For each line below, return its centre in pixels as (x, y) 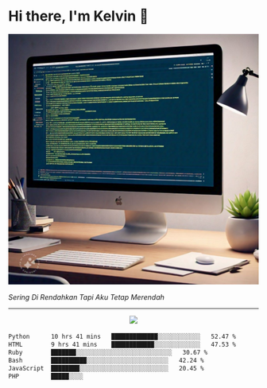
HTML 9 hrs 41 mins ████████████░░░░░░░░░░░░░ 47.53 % (122, 344)
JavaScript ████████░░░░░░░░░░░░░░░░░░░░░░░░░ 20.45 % (106, 368)
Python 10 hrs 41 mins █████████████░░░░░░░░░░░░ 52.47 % (122, 336)
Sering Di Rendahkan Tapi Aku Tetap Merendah (87, 297)
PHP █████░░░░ (46, 376)
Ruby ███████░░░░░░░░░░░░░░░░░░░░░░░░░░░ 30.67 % (108, 352)
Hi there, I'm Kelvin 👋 (79, 16)
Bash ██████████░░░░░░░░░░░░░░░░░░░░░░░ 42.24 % (106, 360)
